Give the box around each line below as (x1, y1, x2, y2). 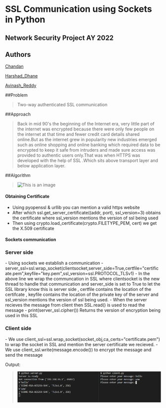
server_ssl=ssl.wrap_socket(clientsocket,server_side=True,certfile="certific (5, 265, 159, 271)
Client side (5, 325, 32, 332)
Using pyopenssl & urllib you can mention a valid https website (12, 204, 140, 210)
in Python (5, 14, 45, 25)
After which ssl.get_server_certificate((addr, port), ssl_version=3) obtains (12, 209, 161, 215)
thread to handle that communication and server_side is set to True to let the (5, 281, 161, 287)
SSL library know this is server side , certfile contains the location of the (5, 286, 152, 292)
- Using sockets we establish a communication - (5, 260, 104, 266)
